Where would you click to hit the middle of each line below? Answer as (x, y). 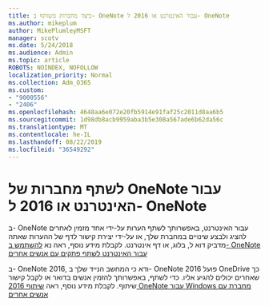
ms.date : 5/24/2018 (41, 46)
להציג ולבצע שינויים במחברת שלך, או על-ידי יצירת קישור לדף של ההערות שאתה (127, 236)
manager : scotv (34, 38)
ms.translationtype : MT (48, 127)
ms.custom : (26, 90)
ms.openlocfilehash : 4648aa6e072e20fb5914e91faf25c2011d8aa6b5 (116, 113)
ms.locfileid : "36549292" (51, 149)
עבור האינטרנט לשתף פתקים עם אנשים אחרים (78, 253)
